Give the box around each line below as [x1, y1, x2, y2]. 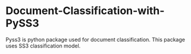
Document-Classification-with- [5, 4, 165, 18]
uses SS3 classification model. [5, 42, 81, 49]
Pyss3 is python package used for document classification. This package [5, 36, 186, 43]
